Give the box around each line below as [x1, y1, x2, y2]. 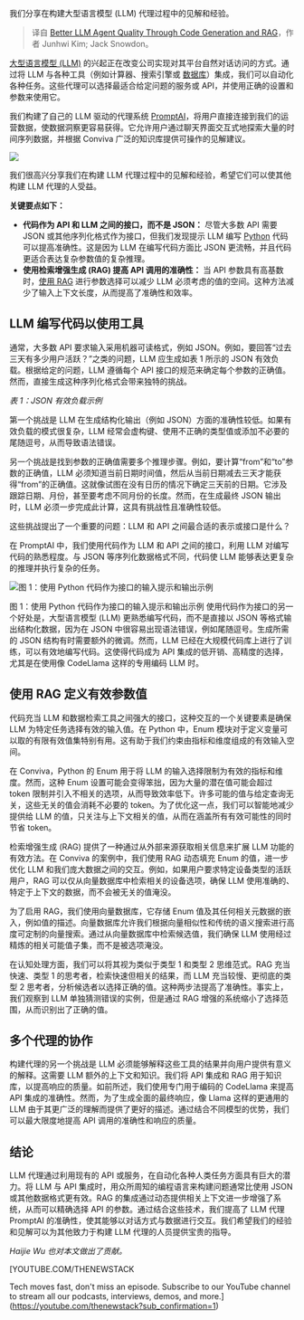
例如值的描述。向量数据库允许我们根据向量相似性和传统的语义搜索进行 [24, 916, 287, 927]
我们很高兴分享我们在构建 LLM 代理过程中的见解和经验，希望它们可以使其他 [9, 170, 292, 180]
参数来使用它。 [9, 91, 65, 102]
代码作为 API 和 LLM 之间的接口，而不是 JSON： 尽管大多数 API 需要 [22, 220, 278, 230]
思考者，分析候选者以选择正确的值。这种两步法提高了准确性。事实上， [26, 981, 289, 992]
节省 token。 [9, 821, 57, 832]
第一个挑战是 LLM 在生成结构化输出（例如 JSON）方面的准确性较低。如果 [9, 414, 284, 425]
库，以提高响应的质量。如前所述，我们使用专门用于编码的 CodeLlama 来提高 [9, 1081, 294, 1092]
